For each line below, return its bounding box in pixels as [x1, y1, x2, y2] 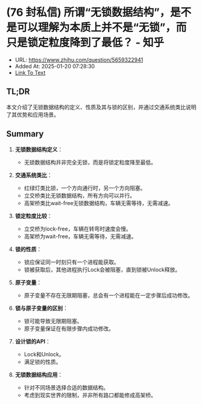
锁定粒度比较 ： [14, 212, 52, 220]
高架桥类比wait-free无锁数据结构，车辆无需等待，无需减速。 [24, 199, 174, 206]
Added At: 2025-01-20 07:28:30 [14, 62, 95, 70]
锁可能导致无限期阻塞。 [24, 317, 83, 324]
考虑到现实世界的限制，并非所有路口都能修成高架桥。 [24, 391, 157, 399]
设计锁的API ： [14, 337, 51, 345]
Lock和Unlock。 [24, 350, 65, 357]
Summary [6, 129, 44, 139]
